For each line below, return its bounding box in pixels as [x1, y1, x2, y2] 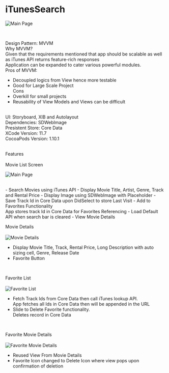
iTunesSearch [5, 4, 65, 15]
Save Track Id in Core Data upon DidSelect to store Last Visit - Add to [5, 197, 151, 204]
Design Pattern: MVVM [5, 40, 53, 46]
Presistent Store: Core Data [5, 125, 63, 131]
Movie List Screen [5, 161, 43, 167]
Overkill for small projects [12, 93, 67, 99]
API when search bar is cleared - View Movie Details [5, 214, 116, 220]
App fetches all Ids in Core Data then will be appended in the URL [12, 301, 150, 307]
